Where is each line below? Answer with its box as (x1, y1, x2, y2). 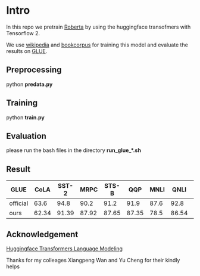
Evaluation (6, 131, 46, 141)
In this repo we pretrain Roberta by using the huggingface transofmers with (6, 23, 191, 30)
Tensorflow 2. (6, 29, 40, 36)
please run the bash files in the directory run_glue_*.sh (6, 147, 142, 154)
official (9, 199, 29, 207)
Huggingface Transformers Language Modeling (6, 245, 123, 252)
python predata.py (6, 80, 53, 88)
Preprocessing (6, 65, 62, 75)
